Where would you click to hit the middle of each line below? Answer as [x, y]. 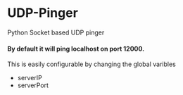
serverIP [30, 78]
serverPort [33, 85]
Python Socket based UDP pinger [56, 32]
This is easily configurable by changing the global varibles [91, 64]
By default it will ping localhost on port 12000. [76, 49]
